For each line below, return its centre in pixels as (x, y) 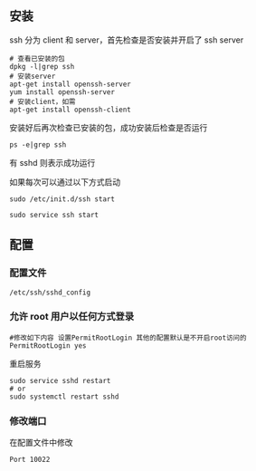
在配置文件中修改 (41, 443)
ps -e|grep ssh (38, 144)
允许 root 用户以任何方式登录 (72, 317)
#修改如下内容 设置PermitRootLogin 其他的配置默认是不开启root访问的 (128, 338)
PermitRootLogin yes (48, 346)
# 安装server (33, 76)
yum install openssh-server (62, 92)
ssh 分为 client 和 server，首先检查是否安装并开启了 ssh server (127, 40)
